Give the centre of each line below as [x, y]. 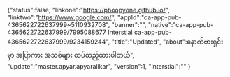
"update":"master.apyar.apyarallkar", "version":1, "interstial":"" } [99, 66]
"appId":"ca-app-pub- [150, 17]
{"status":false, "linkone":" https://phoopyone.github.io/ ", [88, 10]
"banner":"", [129, 25]
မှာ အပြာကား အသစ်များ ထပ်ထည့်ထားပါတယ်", [71, 55]
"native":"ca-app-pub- [181, 25]
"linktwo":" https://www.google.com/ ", [62, 17]
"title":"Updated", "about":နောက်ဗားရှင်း [167, 42]
